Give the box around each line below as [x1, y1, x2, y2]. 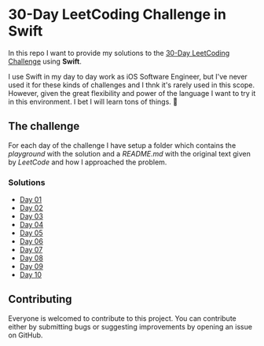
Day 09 [19, 262, 43, 271]
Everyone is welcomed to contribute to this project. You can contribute [8, 313, 237, 323]
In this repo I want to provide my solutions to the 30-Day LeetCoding [8, 48, 230, 57]
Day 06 [19, 237, 43, 246]
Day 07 [19, 245, 43, 255]
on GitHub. [8, 330, 43, 340]
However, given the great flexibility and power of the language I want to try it [8, 88, 256, 98]
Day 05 [19, 228, 43, 237]
